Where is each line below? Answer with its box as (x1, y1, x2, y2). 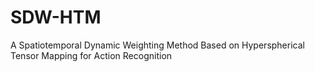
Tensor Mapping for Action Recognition (10, 49, 173, 61)
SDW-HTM (10, 6, 102, 29)
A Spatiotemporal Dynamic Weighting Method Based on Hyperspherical (10, 39, 305, 51)
